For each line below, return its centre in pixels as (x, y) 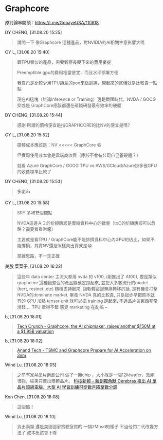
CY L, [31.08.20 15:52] (27, 135)
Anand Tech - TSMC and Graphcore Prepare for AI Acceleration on (84, 350)
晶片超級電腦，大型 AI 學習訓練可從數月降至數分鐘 (67, 387)
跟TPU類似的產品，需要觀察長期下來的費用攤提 (64, 62)
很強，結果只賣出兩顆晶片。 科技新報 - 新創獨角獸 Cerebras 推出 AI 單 (87, 381)
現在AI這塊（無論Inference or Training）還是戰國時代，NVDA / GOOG (86, 99)
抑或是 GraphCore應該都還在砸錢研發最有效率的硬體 (69, 105)
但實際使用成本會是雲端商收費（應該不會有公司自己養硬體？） (79, 155)
